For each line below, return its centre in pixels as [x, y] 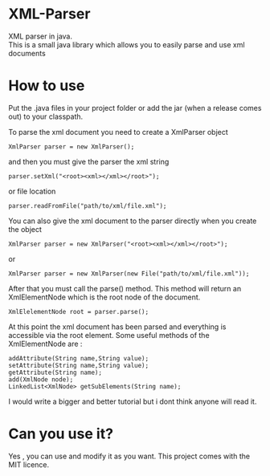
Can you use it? [61, 434]
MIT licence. [29, 464]
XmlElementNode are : [45, 344]
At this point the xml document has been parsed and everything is [117, 327]
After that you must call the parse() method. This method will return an [125, 288]
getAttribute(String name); [55, 372]
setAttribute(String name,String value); [79, 365]
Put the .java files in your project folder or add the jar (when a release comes [135, 108]
